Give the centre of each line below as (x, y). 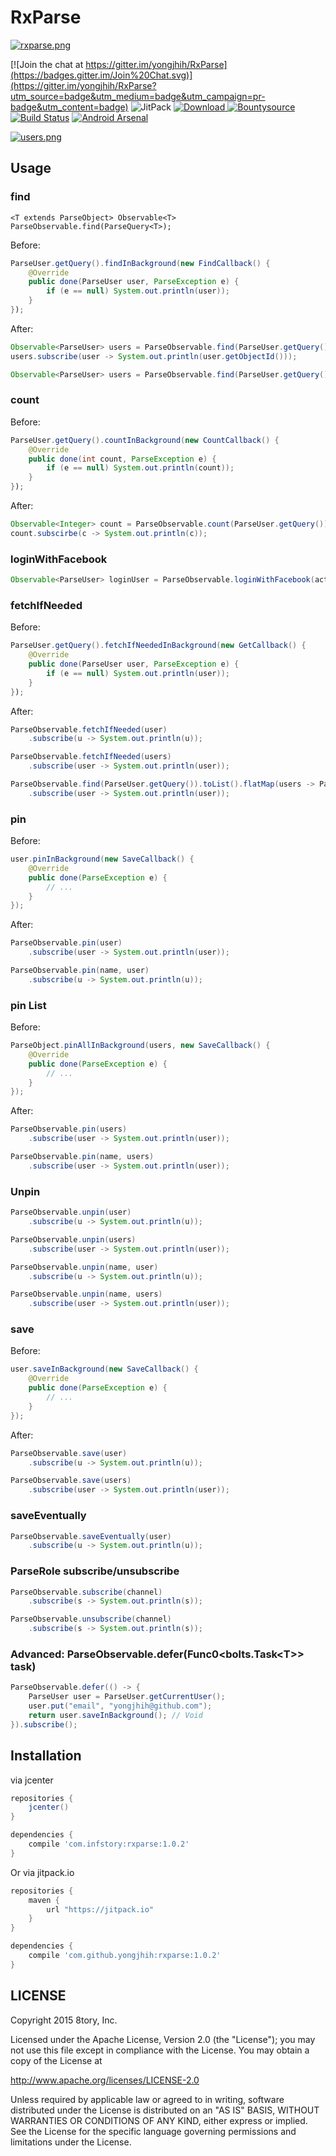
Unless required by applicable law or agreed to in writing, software (147, 2099)
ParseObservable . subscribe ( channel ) (86, 1592)
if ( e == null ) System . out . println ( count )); (140, 468)
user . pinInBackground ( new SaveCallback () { (102, 859)
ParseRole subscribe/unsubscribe (95, 1571)
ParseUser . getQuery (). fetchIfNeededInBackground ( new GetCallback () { (158, 646)
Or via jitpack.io (42, 1872)
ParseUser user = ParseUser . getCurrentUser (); (127, 1697)
